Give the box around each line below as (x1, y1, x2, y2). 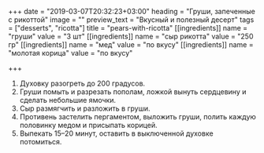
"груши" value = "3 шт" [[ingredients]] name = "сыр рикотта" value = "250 (8, 31, 254, 41)
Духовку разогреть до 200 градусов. (19, 78, 146, 88)
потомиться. (19, 137, 62, 146)
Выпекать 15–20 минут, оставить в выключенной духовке (19, 129, 214, 138)
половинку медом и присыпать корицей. (19, 121, 158, 129)
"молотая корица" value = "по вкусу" (8, 49, 133, 57)
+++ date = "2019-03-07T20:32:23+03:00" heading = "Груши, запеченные (8, 7, 256, 16)
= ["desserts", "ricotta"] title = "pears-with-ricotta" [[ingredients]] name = (8, 24, 248, 32)
